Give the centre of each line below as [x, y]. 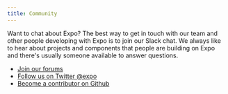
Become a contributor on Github [63, 83]
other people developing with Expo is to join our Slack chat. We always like [114, 40]
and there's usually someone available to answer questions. [93, 55]
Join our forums [40, 68]
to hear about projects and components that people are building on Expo [111, 48]
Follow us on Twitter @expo [57, 76]
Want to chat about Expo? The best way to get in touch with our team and [112, 33]
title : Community [32, 13]
